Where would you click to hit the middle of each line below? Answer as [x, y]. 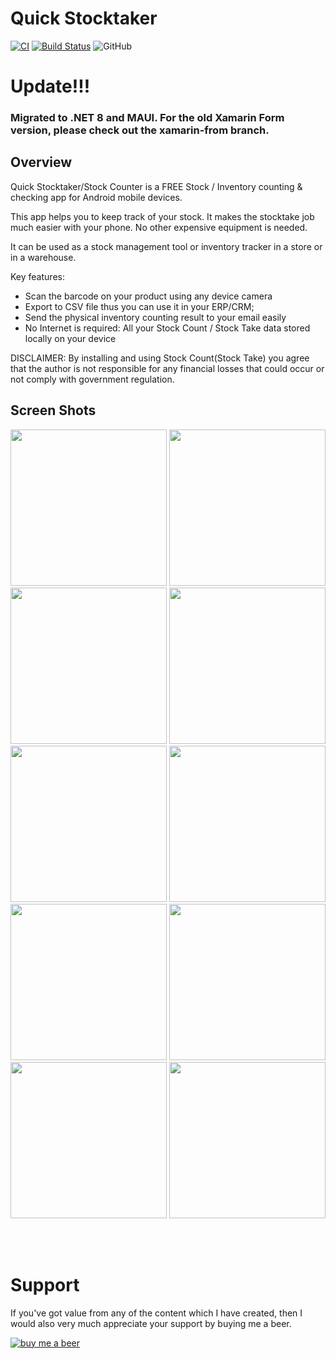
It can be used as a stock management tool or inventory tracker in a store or [166, 246]
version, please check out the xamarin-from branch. [140, 130]
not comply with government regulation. [92, 379]
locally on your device [70, 338]
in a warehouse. [43, 257]
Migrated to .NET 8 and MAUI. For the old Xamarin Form [147, 118]
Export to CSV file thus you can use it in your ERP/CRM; [139, 306]
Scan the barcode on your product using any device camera [148, 296]
